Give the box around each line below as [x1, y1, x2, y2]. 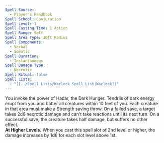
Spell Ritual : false [5, 72, 48, 77]
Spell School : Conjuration [5, 16, 61, 21]
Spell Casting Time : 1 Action [5, 26, 68, 31]
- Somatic [9, 49, 30, 54]
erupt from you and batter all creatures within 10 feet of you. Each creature [5, 100, 158, 106]
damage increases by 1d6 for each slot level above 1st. [5, 132, 117, 138]
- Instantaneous [9, 58, 43, 63]
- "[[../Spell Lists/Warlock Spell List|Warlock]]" [9, 81, 119, 86]
